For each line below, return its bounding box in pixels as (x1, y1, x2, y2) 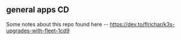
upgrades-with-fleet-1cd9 (6, 27, 70, 34)
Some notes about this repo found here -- (6, 20, 109, 27)
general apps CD (6, 5, 70, 15)
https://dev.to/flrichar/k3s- (110, 20, 175, 27)
